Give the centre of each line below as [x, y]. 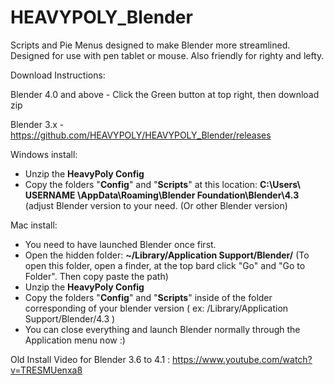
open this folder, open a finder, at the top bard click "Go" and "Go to [165, 265]
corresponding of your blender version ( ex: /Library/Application [156, 308]
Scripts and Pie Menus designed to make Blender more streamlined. [150, 45]
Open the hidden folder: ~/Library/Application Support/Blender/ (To [167, 255]
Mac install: [34, 225]
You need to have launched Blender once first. [120, 244]
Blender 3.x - [37, 124]
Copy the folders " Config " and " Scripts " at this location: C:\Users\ [162, 184]
